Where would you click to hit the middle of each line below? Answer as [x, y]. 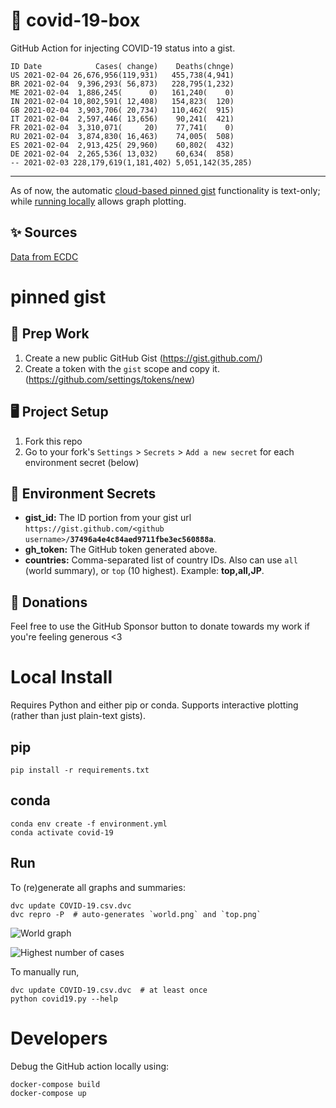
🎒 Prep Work [50, 334]
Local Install [61, 677]
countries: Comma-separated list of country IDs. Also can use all [161, 560]
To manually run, [45, 971]
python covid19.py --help [64, 999]
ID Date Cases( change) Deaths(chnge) [122, 66]
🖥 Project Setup [59, 412]
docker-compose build [55, 1084]
